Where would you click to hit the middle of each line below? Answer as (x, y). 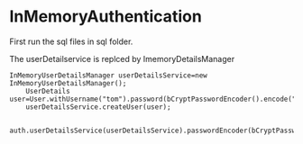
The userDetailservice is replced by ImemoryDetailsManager (122, 58)
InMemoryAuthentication (106, 17)
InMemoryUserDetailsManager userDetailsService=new (108, 75)
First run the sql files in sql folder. (71, 41)
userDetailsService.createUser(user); (98, 107)
